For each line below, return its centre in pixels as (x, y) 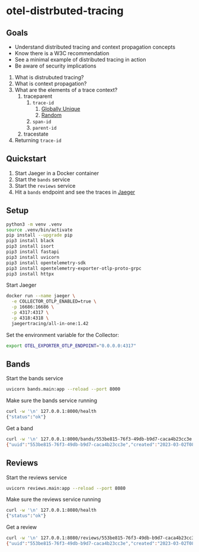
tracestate (36, 134)
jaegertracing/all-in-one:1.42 (50, 323)
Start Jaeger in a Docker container (57, 173)
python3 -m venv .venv (34, 224)
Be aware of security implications (55, 66)
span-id (42, 122)
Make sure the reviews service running (54, 499)
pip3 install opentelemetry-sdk (46, 263)
